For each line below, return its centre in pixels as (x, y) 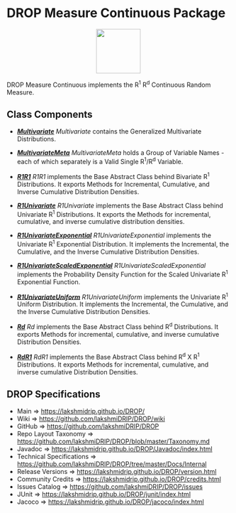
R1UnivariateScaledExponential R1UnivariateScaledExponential (111, 266)
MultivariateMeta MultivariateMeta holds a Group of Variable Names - (120, 153)
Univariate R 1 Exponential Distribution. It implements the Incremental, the (123, 244)
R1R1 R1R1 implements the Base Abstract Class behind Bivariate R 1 (113, 176)
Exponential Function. (49, 281)
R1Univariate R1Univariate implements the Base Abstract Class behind (120, 205)
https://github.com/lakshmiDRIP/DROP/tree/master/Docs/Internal (112, 464)
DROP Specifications (54, 395)
